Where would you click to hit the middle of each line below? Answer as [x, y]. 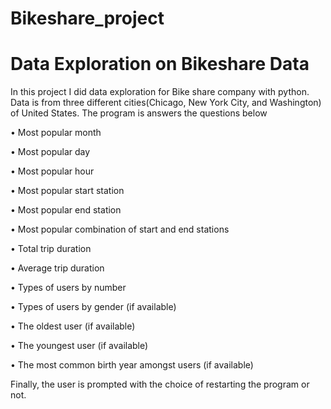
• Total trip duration [51, 249]
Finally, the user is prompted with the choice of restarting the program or [160, 384]
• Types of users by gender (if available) [93, 307]
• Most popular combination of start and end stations [120, 229]
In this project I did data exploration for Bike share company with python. [160, 92]
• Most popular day [50, 152]
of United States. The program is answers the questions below [139, 113]
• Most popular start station [67, 191]
